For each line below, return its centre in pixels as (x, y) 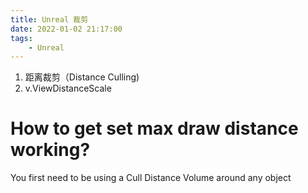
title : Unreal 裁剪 (49, 19)
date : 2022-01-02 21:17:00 (66, 29)
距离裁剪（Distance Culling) (82, 77)
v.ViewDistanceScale (68, 88)
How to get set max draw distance (154, 128)
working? (50, 150)
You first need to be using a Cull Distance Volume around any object (151, 178)
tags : (21, 38)
